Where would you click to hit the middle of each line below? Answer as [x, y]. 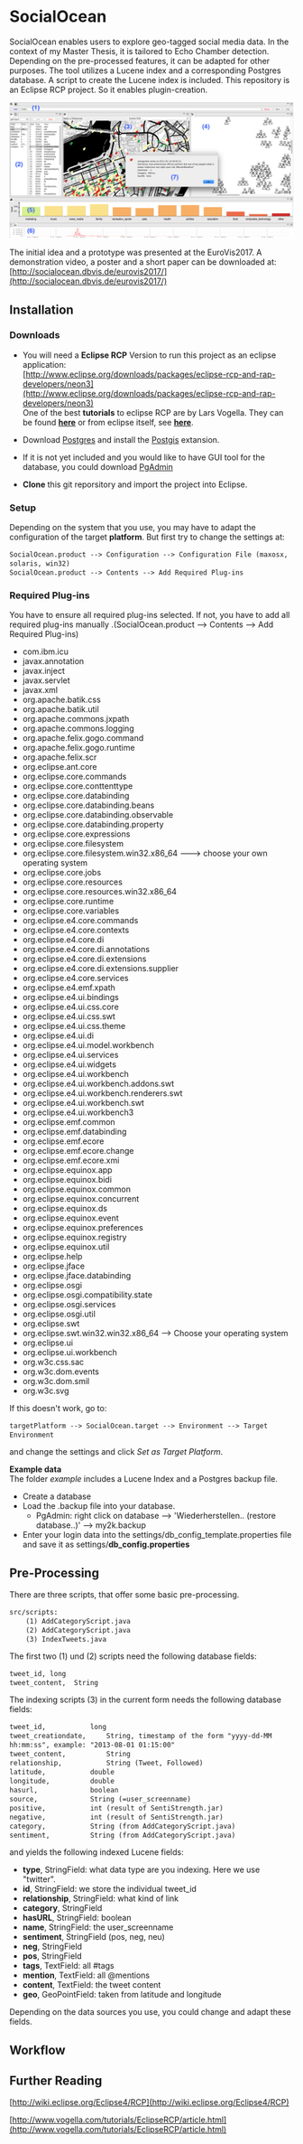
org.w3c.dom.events [60, 1372]
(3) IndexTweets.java [66, 1640]
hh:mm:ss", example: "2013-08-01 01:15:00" [92, 1746]
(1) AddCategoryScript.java [78, 1622]
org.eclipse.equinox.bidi [67, 1180]
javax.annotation [53, 661]
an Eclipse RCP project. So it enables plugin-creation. [109, 89]
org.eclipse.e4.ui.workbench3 [78, 1112]
